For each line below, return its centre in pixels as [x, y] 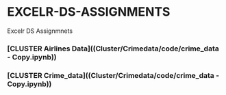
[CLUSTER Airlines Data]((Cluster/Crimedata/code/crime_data [113, 49]
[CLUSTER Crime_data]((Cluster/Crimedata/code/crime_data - [113, 75]
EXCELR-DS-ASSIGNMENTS [89, 12]
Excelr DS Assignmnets [40, 31]
